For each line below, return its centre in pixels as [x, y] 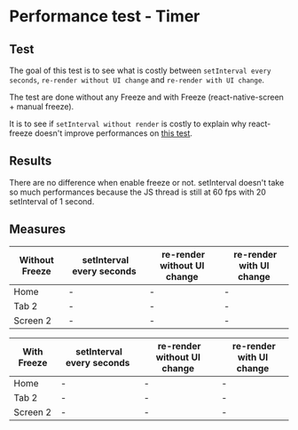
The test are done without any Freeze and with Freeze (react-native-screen [146, 97]
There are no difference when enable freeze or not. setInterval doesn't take [147, 182]
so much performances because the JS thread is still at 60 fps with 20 [137, 192]
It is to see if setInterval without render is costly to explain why [128, 123]
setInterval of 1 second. [52, 201]
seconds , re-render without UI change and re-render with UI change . [137, 80]
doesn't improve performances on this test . [114, 133]
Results [31, 161]
